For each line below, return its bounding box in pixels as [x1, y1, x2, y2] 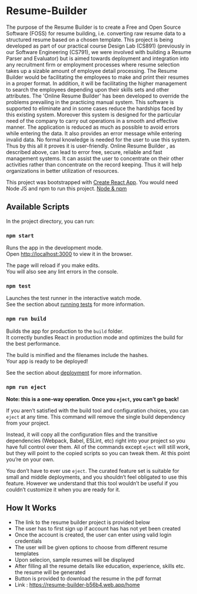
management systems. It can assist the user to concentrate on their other [6, 155, 184, 162]
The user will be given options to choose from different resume [14, 543, 168, 550]
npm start [6, 232, 34, 239]
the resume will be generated [14, 569, 86, 576]
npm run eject [6, 383, 46, 391]
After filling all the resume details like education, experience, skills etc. [14, 562, 185, 569]
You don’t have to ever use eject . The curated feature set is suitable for [6, 467, 179, 474]
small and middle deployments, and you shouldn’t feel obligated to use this [6, 473, 187, 480]
